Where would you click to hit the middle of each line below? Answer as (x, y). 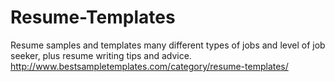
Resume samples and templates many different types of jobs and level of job (168, 45)
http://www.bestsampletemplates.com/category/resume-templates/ (149, 66)
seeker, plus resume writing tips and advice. (101, 55)
